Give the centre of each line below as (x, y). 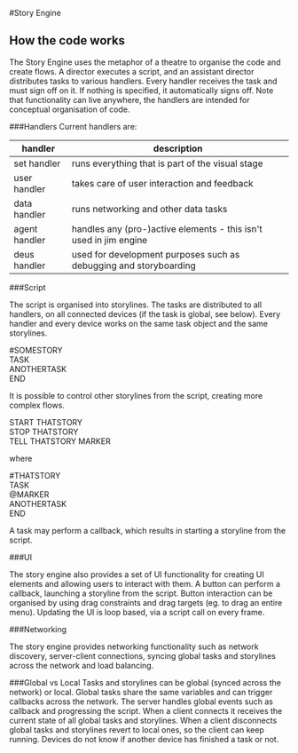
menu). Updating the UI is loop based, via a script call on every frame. (137, 612)
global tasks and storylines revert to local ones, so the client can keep (137, 729)
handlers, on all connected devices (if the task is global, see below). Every (145, 313)
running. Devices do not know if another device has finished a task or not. (144, 739)
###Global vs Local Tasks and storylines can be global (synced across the (145, 682)
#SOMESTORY (36, 350)
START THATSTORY (46, 422)
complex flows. (37, 405)
